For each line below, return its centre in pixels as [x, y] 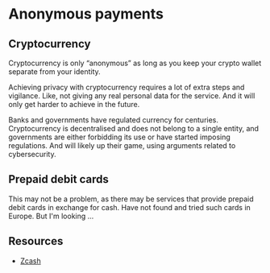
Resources [36, 241]
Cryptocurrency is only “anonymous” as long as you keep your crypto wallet [135, 63]
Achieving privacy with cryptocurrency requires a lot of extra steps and [127, 87]
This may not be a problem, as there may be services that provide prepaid [131, 199]
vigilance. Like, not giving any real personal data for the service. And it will [132, 96]
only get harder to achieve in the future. [74, 104]
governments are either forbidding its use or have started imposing [120, 137]
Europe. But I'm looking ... [51, 216]
